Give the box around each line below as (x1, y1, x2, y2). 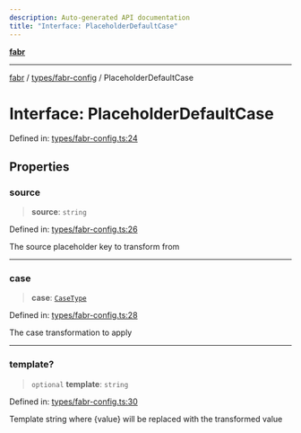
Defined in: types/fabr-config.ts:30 (9, 396, 139, 407)
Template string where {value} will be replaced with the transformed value (9, 413, 283, 424)
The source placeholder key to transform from (9, 242, 180, 252)
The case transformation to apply (9, 327, 133, 338)
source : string (30, 207, 87, 217)
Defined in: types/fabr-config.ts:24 (9, 133, 138, 144)
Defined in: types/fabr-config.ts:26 (9, 224, 138, 234)
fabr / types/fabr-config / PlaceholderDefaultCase (9, 72, 194, 83)
